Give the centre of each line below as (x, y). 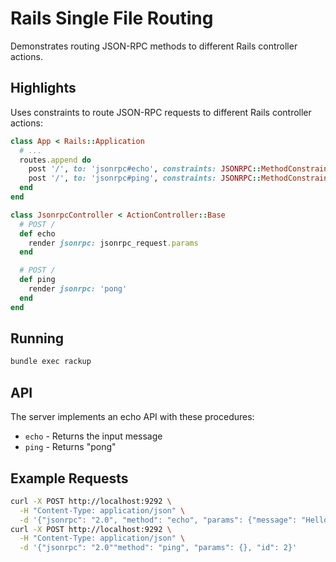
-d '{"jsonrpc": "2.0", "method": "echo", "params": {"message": (158, 520)
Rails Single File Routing (112, 18)
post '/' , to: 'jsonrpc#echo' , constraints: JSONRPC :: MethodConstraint (180, 169)
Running (37, 338)
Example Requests (69, 478)
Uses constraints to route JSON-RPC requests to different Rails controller (161, 112)
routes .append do (55, 160)
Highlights (43, 88)
